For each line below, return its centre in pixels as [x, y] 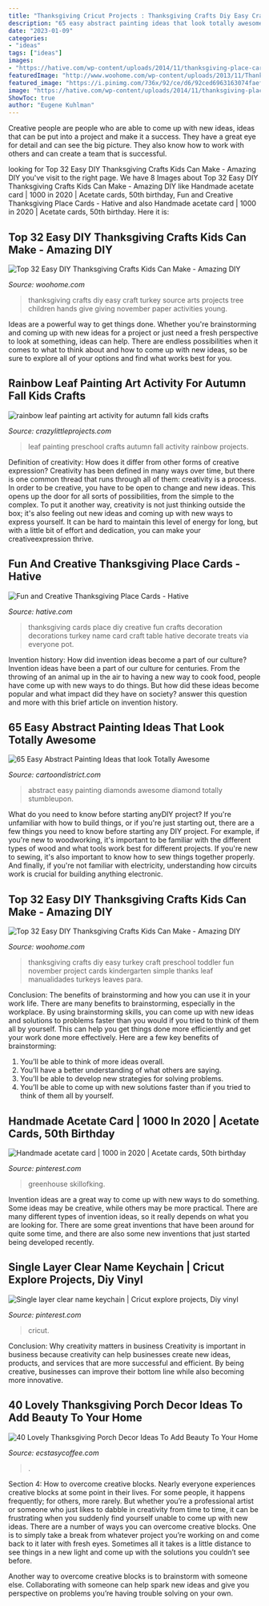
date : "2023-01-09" [41, 30]
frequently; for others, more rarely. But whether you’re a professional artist [131, 1501]
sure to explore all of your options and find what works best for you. [120, 358]
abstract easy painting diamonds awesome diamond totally [125, 791]
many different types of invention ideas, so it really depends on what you [128, 1216]
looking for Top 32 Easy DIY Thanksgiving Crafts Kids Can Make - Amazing [132, 169]
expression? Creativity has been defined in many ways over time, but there [132, 470]
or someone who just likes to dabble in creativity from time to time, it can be [133, 1509]
